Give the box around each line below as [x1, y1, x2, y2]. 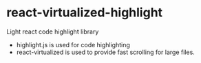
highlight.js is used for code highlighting [16, 40, 130, 49]
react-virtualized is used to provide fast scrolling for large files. [16, 48, 195, 56]
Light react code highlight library [6, 27, 99, 36]
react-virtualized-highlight [6, 5, 163, 21]
